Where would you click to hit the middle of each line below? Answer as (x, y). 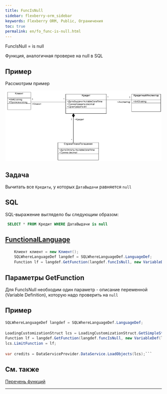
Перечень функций (25, 381)
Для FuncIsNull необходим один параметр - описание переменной (77, 290)
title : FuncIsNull (24, 10)
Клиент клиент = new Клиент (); (46, 252)
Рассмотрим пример (27, 83)
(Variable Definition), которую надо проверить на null (62, 295)
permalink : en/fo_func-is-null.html (43, 32)
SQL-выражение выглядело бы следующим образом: (62, 214)
